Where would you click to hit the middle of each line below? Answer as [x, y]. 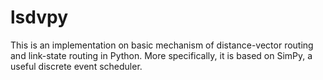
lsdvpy [39, 17]
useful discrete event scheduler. [76, 66]
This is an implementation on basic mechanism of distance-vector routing [162, 45]
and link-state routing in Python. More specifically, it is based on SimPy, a [161, 55]
